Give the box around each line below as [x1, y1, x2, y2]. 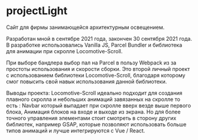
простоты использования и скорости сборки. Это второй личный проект [6, 65, 190, 72]
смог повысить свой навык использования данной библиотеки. [6, 78, 167, 85]
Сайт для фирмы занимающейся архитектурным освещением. [6, 24, 165, 31]
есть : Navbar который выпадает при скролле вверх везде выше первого [6, 102, 191, 109]
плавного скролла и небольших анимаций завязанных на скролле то [6, 96, 180, 103]
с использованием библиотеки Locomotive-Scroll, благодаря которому [6, 71, 186, 79]
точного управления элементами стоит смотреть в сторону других [6, 114, 177, 122]
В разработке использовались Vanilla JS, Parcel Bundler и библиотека [6, 41, 183, 48]
